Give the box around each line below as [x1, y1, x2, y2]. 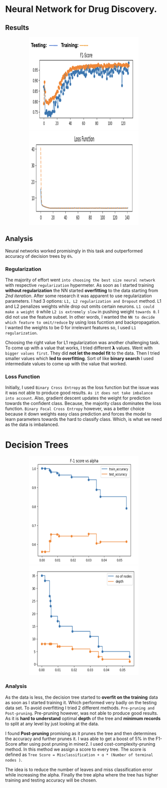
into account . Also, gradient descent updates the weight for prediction [5, 395, 151, 401]
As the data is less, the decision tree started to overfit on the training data [5, 694, 158, 700]
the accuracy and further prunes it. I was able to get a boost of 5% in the [5, 736, 155, 742]
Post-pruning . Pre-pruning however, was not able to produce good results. [5, 710, 159, 716]
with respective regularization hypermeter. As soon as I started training [5, 282, 154, 288]
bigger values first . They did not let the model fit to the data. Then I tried [5, 350, 160, 356]
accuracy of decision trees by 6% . [5, 253, 73, 259]
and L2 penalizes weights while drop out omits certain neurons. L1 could [5, 303, 155, 310]
